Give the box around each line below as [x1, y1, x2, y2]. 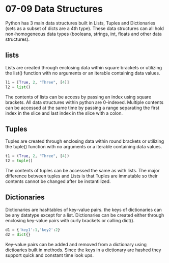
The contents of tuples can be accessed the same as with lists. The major [5, 168, 160, 174]
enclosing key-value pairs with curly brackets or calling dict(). [5, 217, 135, 223]
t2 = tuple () [5, 159, 33, 164]
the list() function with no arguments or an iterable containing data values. [5, 70, 160, 76]
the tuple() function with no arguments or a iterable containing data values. [5, 144, 162, 150]
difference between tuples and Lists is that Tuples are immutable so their [5, 173, 158, 179]
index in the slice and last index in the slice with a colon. [5, 110, 123, 116]
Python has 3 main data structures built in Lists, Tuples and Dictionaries [5, 20, 156, 26]
